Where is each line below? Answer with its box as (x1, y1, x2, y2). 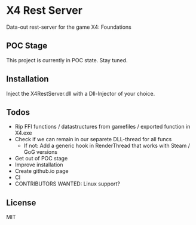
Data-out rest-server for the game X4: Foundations (6, 23, 131, 31)
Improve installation (14, 161, 64, 168)
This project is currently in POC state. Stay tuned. (6, 56, 128, 63)
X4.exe (14, 129, 32, 136)
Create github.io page (14, 168, 69, 175)
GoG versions (23, 148, 58, 156)
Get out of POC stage (14, 155, 68, 162)
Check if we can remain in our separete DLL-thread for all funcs (14, 136, 172, 143)
